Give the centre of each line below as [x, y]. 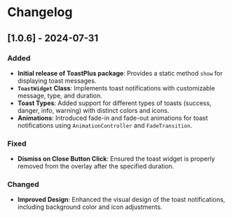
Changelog [40, 12]
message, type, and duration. [60, 95]
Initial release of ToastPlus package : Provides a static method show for [120, 73]
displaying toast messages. [57, 81]
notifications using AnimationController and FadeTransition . [105, 125]
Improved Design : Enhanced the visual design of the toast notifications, [121, 200]
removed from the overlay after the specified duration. [96, 166]
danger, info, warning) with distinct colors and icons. [93, 110]
